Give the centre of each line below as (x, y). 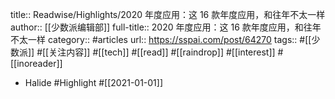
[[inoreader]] (36, 63)
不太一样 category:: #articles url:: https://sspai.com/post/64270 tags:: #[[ (161, 39)
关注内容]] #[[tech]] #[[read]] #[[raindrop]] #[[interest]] (162, 52)
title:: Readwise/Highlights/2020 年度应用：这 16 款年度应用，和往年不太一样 (168, 14)
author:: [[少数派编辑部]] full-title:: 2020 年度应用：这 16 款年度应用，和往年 (166, 27)
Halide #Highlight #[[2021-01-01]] (94, 82)
